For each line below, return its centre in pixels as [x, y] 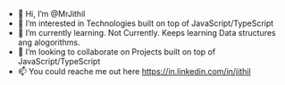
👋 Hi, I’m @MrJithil [51, 14]
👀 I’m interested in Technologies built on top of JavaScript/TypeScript [146, 23]
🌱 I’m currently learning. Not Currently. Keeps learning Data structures [147, 33]
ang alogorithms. [49, 42]
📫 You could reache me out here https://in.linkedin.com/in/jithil [134, 71]
